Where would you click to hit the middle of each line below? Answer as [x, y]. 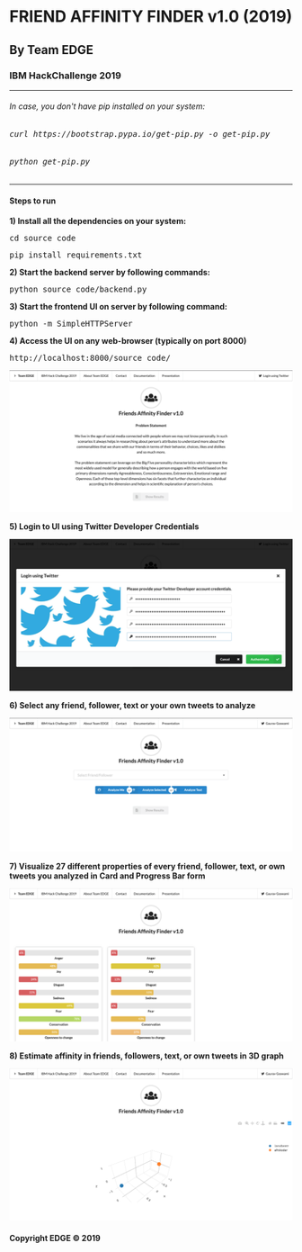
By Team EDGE [52, 50]
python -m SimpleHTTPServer [71, 323]
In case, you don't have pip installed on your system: [107, 106]
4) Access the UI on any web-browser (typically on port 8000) [128, 340]
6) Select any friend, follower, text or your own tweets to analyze [133, 706]
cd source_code [43, 238]
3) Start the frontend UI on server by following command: [118, 306]
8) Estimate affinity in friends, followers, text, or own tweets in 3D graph [147, 1056]
